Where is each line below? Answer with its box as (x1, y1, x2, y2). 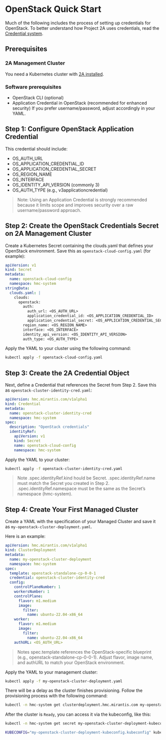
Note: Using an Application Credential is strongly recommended (17, 197, 147, 202)
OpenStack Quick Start (5, 3, 101, 15)
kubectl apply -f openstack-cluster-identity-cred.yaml (5, 466, 123, 471)
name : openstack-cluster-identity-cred (9, 410, 92, 415)
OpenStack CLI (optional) (12, 94, 64, 100)
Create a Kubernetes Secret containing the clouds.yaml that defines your (5, 242, 154, 249)
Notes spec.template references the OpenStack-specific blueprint (17, 649, 152, 655)
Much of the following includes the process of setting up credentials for (5, 20, 151, 26)
